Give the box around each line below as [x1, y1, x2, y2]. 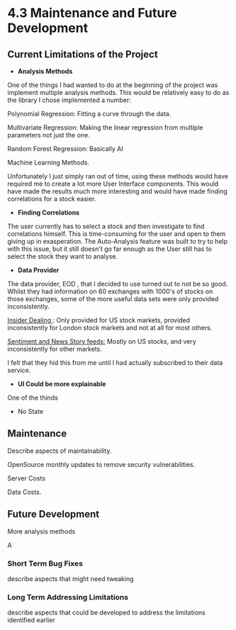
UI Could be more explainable [17, 380, 106, 388]
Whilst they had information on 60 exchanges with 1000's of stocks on [7, 287, 213, 296]
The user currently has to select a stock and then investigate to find [7, 222, 205, 230]
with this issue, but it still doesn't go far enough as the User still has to [7, 244, 213, 253]
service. [7, 366, 31, 374]
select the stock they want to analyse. [7, 252, 118, 260]
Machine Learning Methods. [7, 158, 90, 167]
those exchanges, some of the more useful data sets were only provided [7, 295, 219, 303]
